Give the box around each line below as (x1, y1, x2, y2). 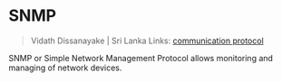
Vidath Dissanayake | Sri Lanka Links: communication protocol (30, 35, 264, 46)
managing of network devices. (8, 62, 122, 73)
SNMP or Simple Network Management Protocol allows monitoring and (8, 52, 274, 63)
